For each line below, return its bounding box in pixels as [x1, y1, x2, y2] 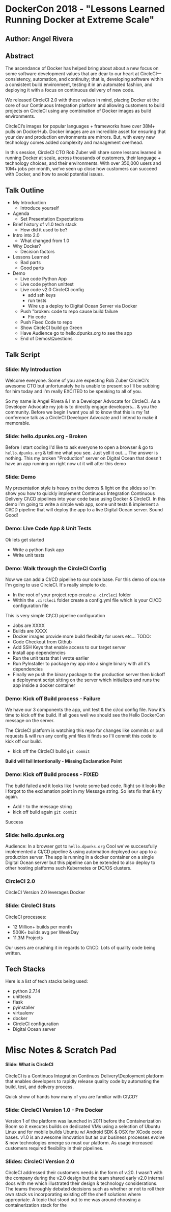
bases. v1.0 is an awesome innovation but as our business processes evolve [5, 1134, 165, 1140]
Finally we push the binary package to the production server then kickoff [12, 672, 165, 678]
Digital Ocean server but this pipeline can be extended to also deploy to [5, 859, 156, 865]
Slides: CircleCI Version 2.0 [5, 1158, 75, 1165]
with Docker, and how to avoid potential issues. [5, 171, 104, 177]
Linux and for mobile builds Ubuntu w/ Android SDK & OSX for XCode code [5, 1129, 162, 1135]
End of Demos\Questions [20, 336, 73, 342]
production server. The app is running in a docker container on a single [5, 854, 154, 860]
